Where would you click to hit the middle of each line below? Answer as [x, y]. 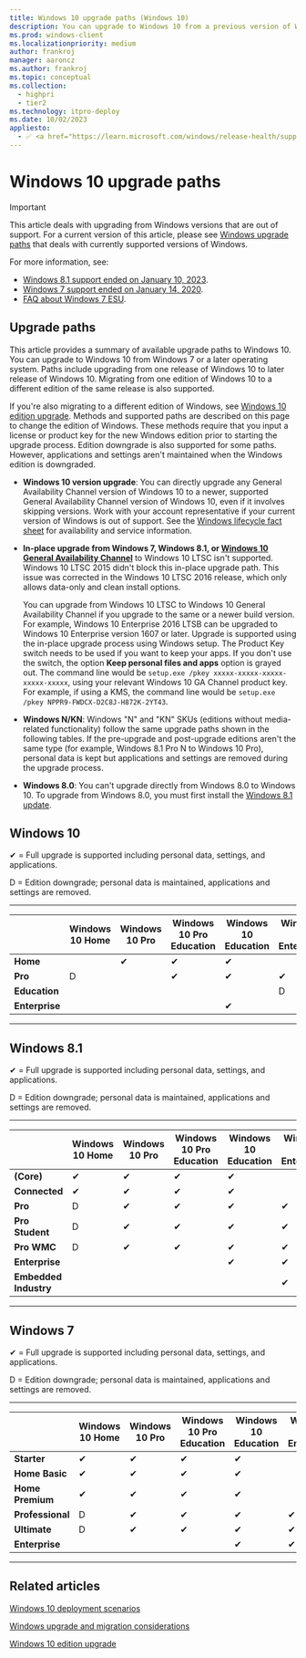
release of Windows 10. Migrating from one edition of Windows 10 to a [141, 379]
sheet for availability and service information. [107, 530]
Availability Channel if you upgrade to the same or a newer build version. [158, 614]
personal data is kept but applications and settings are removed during [155, 757]
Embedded [38, 1277]
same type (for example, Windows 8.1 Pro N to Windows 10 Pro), [143, 748]
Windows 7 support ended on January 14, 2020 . [113, 289]
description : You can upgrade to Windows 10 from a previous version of [150, 26]
